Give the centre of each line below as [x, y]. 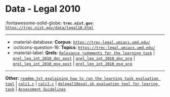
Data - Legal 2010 [43, 9]
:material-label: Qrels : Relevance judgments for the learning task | [84, 53]
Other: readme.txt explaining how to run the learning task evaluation [82, 78]
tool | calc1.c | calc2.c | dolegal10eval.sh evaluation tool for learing [81, 83]
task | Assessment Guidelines [36, 89]
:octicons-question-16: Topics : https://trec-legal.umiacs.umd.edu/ [84, 47]
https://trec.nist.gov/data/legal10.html [50, 28]
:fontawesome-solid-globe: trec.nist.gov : [50, 23]
